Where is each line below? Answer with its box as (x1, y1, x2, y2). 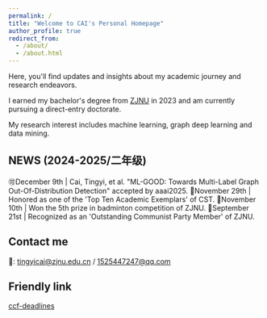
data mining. (8, 128, 50, 138)
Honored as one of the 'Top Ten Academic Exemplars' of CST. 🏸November (8, 195, 257, 204)
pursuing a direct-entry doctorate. (8, 104, 122, 114)
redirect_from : (8, 34, 60, 43)
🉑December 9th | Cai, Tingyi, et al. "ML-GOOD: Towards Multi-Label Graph (8, 177, 260, 186)
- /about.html (15, 49, 63, 57)
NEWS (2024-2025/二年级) (8, 154, 147, 168)
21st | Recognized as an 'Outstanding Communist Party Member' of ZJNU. (8, 211, 256, 221)
